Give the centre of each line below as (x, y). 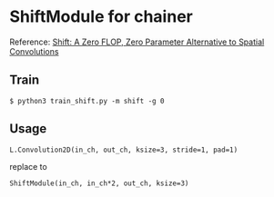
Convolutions (34, 51)
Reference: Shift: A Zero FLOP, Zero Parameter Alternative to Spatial (137, 42)
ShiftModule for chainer (101, 17)
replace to (28, 166)
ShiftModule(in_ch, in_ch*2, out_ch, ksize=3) (99, 183)
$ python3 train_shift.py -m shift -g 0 (87, 101)
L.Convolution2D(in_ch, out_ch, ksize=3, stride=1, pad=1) (124, 150)
